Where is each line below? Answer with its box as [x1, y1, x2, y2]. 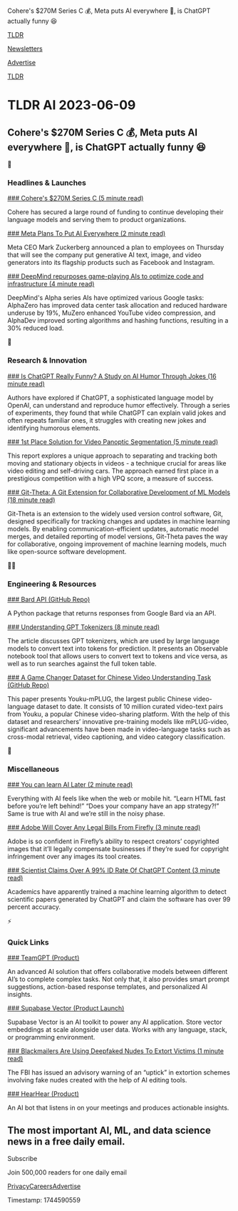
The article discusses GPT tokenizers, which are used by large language [7, 636, 219, 645]
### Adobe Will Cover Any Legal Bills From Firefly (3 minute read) [7, 823, 201, 832]
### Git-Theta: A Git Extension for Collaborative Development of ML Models [7, 488, 230, 496]
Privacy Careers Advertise [7, 1182, 81, 1191]
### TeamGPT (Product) [7, 953, 80, 963]
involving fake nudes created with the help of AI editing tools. [7, 1076, 187, 1085]
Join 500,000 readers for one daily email [7, 1168, 127, 1177]
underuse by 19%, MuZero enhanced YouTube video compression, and [7, 308, 216, 317]
